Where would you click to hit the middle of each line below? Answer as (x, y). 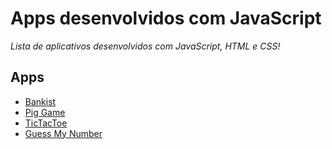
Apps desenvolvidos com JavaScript (166, 18)
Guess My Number (63, 133)
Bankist (40, 101)
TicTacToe (46, 123)
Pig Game (45, 112)
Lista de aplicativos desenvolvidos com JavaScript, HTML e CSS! (145, 46)
